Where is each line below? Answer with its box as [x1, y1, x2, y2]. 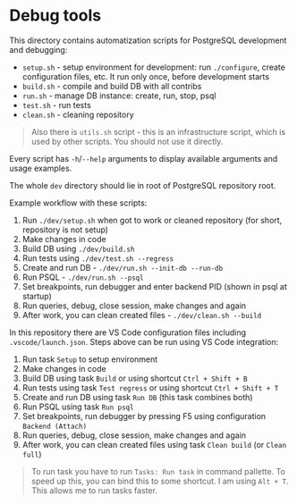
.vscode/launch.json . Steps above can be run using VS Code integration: [9, 336, 279, 347]
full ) [21, 449, 42, 459]
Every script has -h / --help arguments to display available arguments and [9, 153, 278, 164]
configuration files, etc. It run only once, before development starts [21, 71, 270, 81]
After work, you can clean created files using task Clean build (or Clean [21, 439, 287, 449]
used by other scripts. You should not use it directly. [30, 136, 224, 147]
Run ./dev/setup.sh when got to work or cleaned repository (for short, [21, 214, 283, 225]
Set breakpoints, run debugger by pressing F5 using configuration [21, 410, 267, 421]
